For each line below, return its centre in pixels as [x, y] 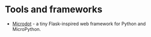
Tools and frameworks [54, 10]
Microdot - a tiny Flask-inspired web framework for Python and [79, 24]
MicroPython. [26, 29]
